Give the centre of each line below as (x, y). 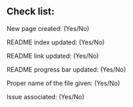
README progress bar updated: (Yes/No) (66, 69)
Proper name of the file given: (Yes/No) (63, 83)
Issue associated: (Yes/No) (46, 96)
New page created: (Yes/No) (48, 28)
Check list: (31, 12)
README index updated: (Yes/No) (56, 42)
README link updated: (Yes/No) (53, 56)
